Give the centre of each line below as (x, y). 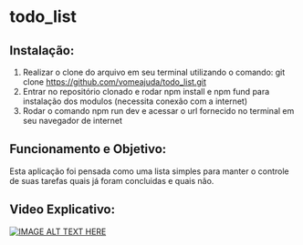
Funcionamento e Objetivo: (88, 149)
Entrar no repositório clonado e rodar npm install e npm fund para (146, 92)
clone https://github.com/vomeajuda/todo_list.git (115, 82)
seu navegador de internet (73, 121)
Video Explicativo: (63, 210)
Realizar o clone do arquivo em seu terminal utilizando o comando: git (154, 72)
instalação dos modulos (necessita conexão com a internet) (135, 101)
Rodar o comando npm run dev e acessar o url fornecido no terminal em (158, 111)
